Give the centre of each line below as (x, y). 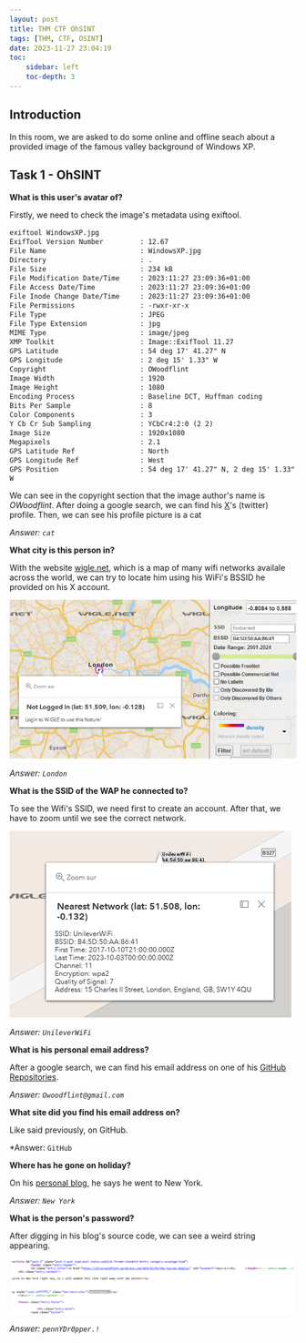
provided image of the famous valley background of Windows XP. (133, 147)
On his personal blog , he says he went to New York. (106, 1183)
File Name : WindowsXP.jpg (106, 250)
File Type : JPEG (87, 314)
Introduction (46, 115)
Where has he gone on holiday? (71, 1165)
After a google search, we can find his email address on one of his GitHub (148, 1067)
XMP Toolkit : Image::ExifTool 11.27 (122, 341)
